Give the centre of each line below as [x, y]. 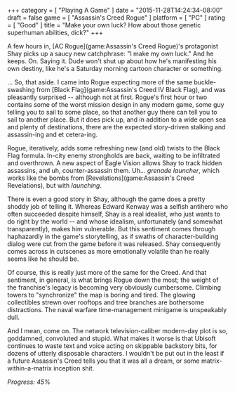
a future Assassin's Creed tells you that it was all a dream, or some [103, 361]
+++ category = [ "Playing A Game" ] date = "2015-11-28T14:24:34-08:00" [115, 10]
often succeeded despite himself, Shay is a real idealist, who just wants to [114, 214]
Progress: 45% [29, 382]
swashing [21, 90]
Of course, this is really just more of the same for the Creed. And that [107, 272]
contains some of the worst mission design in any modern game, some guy [116, 104]
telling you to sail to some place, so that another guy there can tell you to [112, 112]
